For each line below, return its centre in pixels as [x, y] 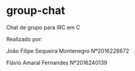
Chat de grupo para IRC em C [43, 27]
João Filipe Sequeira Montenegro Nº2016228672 [68, 51]
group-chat [36, 11]
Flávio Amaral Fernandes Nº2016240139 [57, 63]
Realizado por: [24, 39]
